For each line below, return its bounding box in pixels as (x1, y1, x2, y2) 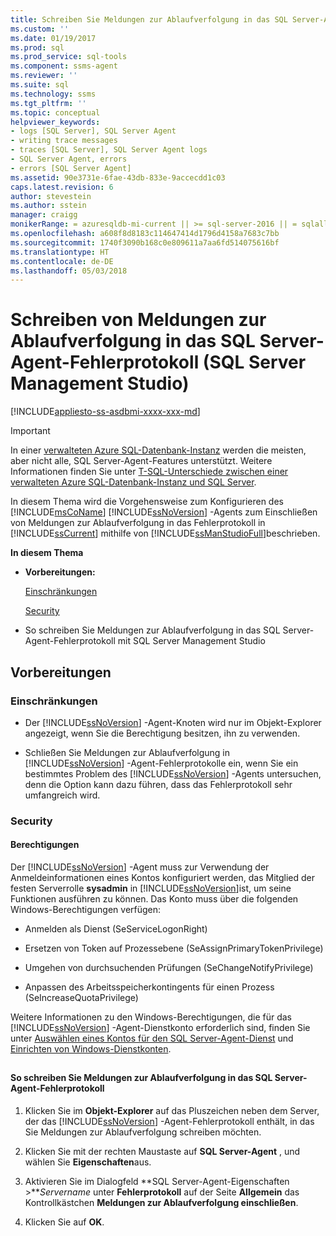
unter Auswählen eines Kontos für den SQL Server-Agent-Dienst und (10, 1032, 294, 1044)
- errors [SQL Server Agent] (10, 163, 132, 173)
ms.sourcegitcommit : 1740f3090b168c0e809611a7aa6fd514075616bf (10, 237, 280, 248)
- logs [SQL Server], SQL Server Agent (10, 126, 177, 136)
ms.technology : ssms (10, 89, 97, 99)
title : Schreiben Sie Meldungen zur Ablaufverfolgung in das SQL (10, 14, 288, 25)
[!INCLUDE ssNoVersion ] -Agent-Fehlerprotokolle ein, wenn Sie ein (24, 757, 299, 769)
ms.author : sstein (10, 201, 87, 211)
